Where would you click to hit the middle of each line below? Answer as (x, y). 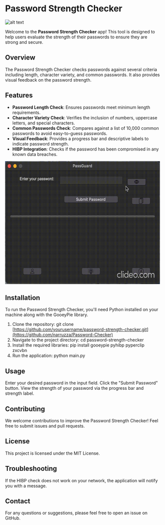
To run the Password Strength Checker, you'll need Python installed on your (82, 310)
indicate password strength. (41, 144)
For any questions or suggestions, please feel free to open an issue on (76, 513)
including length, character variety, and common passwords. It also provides (82, 75)
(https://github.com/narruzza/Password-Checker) (63, 335)
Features (19, 96)
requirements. (26, 112)
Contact (18, 501)
